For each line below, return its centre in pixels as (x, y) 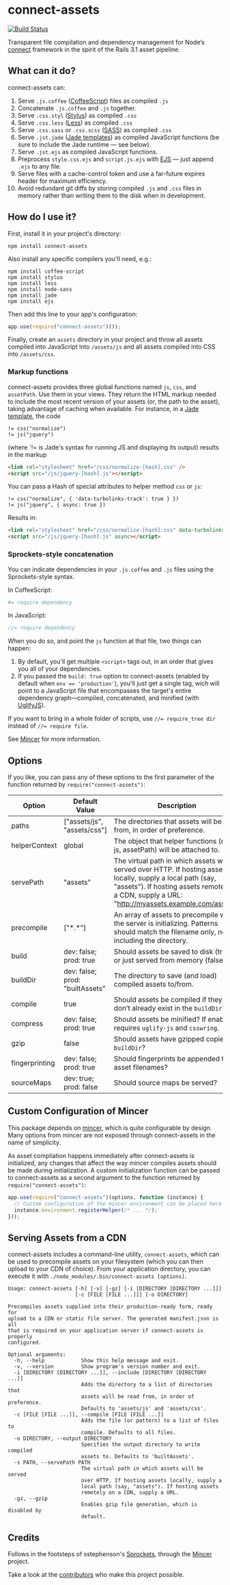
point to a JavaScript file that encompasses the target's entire (104, 691)
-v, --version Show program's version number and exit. (107, 1367)
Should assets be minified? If (160, 1020)
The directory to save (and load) (166, 976)
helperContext (34, 846)
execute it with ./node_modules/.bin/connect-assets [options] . (97, 1276)
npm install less (32, 283)
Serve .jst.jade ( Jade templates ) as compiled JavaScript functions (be (118, 137)
